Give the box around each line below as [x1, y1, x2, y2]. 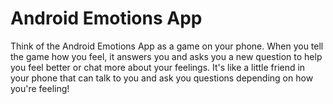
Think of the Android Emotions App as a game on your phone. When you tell [10, 40, 324, 52]
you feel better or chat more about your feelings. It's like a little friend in [10, 61, 306, 73]
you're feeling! [10, 82, 70, 94]
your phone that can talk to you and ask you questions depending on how [10, 72, 314, 84]
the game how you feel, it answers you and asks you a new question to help [10, 50, 323, 62]
